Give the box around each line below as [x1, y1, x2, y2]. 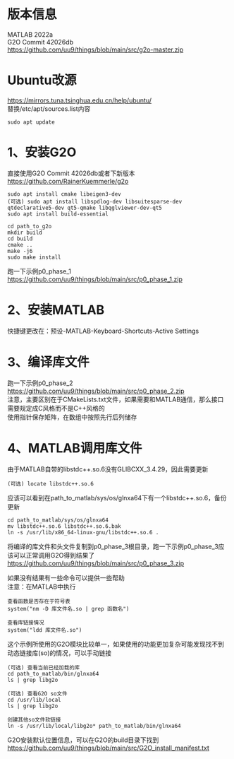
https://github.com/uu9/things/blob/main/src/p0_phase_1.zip [7, 275, 183, 283]
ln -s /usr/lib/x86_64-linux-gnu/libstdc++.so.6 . [7, 529, 159, 536]
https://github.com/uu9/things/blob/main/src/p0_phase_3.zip [7, 559, 185, 567]
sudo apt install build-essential [7, 210, 109, 218]
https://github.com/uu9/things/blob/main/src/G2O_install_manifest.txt [7, 743, 210, 752]
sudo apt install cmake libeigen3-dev [7, 190, 121, 198]
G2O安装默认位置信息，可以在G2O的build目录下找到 [7, 736, 159, 744]
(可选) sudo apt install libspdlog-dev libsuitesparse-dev [7, 198, 183, 205]
